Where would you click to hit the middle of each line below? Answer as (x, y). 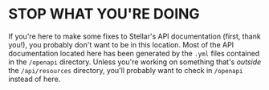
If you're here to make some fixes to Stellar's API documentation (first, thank (134, 36)
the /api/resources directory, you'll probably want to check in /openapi (126, 70)
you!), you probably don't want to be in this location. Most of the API (121, 44)
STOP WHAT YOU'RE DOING (104, 14)
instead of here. (35, 79)
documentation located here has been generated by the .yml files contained (134, 53)
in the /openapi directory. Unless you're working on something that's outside (135, 62)
